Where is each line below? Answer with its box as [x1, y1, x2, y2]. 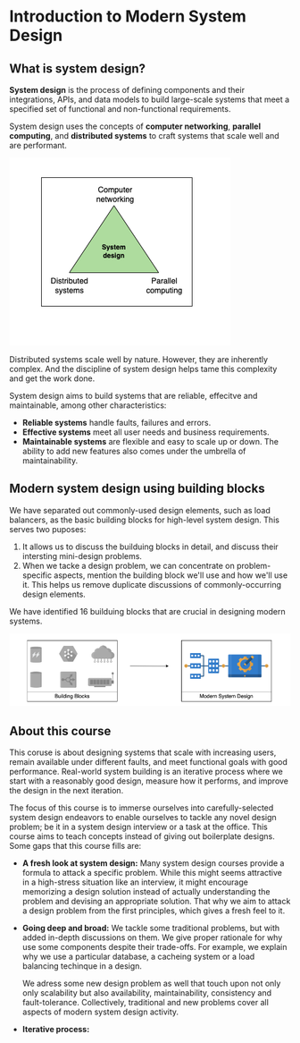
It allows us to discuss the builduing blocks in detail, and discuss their [21, 541, 279, 552]
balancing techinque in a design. [21, 961, 143, 971]
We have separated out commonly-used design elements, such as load [9, 505, 271, 515]
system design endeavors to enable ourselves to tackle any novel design [9, 812, 277, 823]
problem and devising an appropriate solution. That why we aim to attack [21, 896, 291, 907]
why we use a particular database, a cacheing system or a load [21, 951, 255, 962]
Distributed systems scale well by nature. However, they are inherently [9, 354, 269, 364]
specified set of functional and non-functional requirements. [9, 104, 231, 114]
